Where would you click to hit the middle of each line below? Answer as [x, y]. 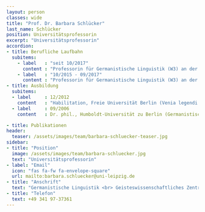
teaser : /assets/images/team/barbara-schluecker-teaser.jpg [90, 137]
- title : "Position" [33, 148]
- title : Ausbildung [33, 86]
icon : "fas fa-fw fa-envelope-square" [61, 171]
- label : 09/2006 [41, 108]
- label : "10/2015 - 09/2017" [60, 75]
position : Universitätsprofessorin [52, 35]
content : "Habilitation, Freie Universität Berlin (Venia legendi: [109, 103]
